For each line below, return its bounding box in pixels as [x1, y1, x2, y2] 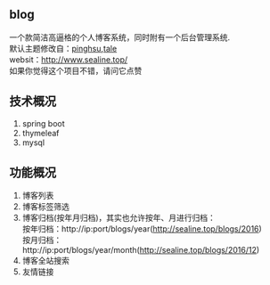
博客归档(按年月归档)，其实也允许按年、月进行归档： [21, 213, 217, 224]
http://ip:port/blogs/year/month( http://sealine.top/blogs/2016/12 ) [21, 245, 260, 256]
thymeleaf [21, 127, 60, 138]
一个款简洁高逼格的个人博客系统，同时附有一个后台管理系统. [9, 31, 231, 43]
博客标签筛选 [21, 201, 70, 212]
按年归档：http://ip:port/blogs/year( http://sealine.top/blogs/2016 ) [21, 224, 263, 234]
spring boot [21, 118, 65, 128]
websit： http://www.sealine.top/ [9, 53, 128, 65]
